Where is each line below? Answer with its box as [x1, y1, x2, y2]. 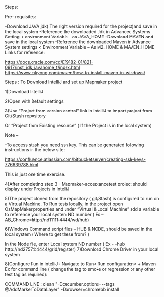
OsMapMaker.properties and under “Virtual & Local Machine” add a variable [5, 206, 159, 212]
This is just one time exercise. [5, 171, 66, 177]
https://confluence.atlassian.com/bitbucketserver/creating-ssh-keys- [5, 156, 146, 162]
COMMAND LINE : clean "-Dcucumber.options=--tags [5, 281, 115, 287]
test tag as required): [5, 271, 48, 277]
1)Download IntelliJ [5, 89, 43, 94]
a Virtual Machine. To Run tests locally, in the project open [5, 201, 123, 207]
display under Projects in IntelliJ [5, 186, 70, 192]
